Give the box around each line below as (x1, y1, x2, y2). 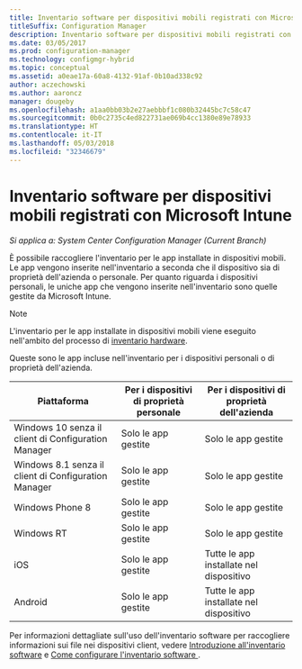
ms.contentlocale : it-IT (9, 131, 102, 140)
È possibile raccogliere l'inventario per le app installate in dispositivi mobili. (9, 252, 287, 263)
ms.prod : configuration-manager (9, 47, 130, 56)
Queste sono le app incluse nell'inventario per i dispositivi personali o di (9, 352, 275, 363)
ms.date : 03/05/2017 (9, 38, 87, 48)
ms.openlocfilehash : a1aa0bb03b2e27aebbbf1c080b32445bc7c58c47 (9, 105, 252, 114)
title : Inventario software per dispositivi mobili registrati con (9, 13, 268, 23)
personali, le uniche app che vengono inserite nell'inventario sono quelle (9, 281, 278, 292)
